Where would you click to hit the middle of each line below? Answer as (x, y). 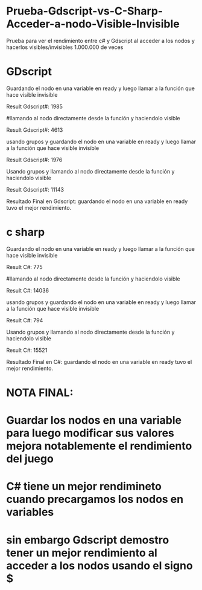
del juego (30, 459)
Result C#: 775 (25, 267)
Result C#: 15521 (27, 350)
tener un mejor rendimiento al (82, 553)
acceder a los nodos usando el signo (99, 566)
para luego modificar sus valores (90, 433)
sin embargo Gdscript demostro (88, 540)
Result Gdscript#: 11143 (35, 189)
